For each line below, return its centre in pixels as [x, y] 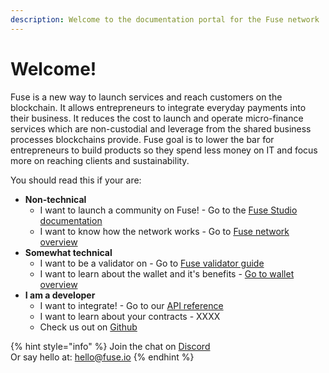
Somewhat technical [68, 252]
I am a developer [60, 295]
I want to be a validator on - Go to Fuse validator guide [152, 263]
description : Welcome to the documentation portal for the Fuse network [165, 19]
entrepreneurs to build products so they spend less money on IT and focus [164, 150]
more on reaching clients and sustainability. [100, 160]
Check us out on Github [88, 327]
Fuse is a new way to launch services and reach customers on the [146, 97]
